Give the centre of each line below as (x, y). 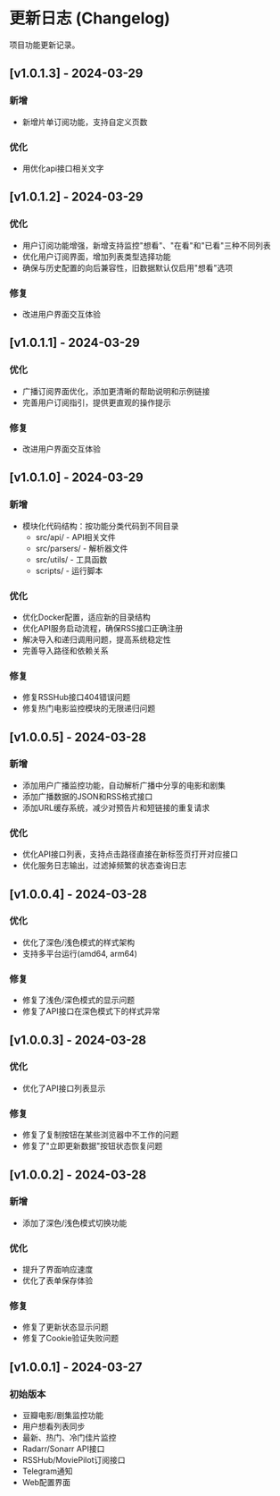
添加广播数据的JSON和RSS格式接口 (87, 796)
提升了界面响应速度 (58, 1270)
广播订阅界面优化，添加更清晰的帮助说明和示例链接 (116, 391)
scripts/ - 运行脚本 (69, 571)
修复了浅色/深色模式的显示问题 (78, 1000)
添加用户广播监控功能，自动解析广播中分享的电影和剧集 (124, 785)
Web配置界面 (46, 1483)
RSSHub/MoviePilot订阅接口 (74, 1460)
